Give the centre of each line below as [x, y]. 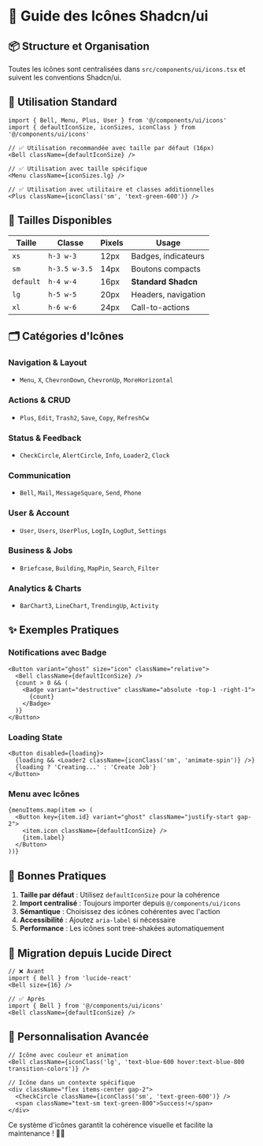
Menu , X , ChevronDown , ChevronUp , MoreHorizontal [96, 380]
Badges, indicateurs [168, 256]
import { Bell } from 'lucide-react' [70, 978]
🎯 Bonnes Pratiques [57, 876]
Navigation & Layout [48, 362]
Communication [39, 475]
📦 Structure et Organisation [79, 46]
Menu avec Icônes [44, 794]
